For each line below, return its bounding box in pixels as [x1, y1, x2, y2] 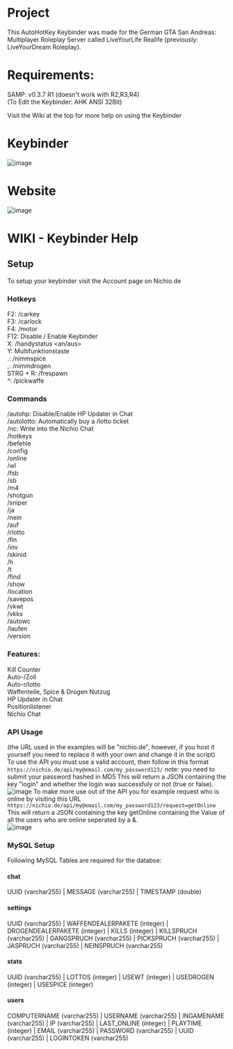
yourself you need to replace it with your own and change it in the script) [7, 750, 216, 758]
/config [7, 447, 28, 455]
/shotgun [7, 491, 33, 500]
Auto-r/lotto [7, 680, 41, 688]
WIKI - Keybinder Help [7, 230, 139, 246]
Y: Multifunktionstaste [7, 347, 70, 355]
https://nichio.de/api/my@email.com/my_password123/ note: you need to [7, 765, 216, 773]
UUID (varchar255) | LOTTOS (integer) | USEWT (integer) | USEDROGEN [7, 972, 214, 981]
